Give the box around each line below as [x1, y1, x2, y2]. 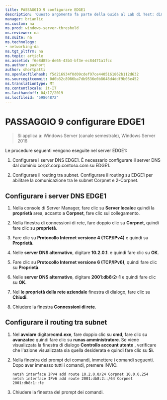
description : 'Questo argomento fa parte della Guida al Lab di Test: [5, 12, 155, 17]
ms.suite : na [5, 35, 32, 40]
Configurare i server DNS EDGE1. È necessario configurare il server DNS [12, 157, 161, 163]
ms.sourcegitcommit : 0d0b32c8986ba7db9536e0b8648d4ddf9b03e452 [5, 76, 139, 81]
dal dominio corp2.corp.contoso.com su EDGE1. [12, 162, 111, 169]
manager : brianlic [5, 16, 43, 21]
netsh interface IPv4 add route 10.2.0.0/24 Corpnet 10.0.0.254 [12, 372, 149, 377]
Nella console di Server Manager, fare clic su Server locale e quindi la [12, 205, 155, 211]
